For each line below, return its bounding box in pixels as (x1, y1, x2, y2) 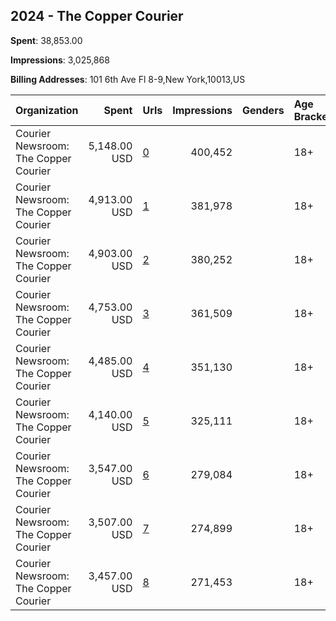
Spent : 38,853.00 (10, 34, 83, 46)
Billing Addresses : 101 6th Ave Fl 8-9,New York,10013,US (10, 73, 246, 85)
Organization (15, 103, 79, 117)
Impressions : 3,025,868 (10, 54, 110, 66)
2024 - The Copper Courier (10, 8, 184, 25)
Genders (242, 103, 285, 117)
